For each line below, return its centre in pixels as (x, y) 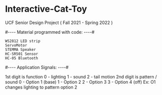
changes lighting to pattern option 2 (41, 87)
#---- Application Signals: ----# (37, 67)
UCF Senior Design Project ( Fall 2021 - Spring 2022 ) (59, 23)
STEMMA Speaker (21, 49)
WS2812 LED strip (23, 41)
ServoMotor (16, 45)
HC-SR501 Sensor (22, 54)
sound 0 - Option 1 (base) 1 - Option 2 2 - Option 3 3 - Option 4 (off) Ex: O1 (80, 82)
